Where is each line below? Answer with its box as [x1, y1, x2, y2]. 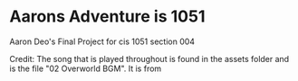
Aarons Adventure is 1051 [9, 6, 206, 27]
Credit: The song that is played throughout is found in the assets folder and [9, 53, 290, 64]
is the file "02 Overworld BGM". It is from [9, 63, 162, 74]
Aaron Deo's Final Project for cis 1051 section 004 [9, 36, 196, 47]
